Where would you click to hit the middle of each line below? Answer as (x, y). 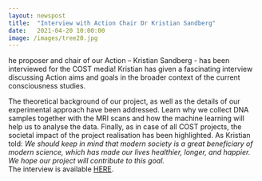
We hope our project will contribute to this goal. (87, 161)
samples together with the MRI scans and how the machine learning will (127, 118)
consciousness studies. (47, 86)
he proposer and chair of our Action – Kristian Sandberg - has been (119, 61)
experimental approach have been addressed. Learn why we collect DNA (129, 110)
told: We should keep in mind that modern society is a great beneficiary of (131, 144)
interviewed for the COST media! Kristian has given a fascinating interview (131, 69)
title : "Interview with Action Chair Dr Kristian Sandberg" (112, 23)
